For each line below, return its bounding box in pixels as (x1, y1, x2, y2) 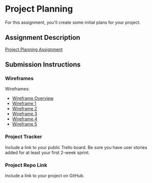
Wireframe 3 (12, 111, 37, 117)
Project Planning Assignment (5, 46, 63, 52)
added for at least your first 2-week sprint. (5, 150, 90, 155)
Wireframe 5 (12, 121, 37, 127)
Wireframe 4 (12, 116, 37, 122)
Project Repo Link (5, 162, 48, 168)
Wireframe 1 (12, 100, 36, 106)
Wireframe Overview (12, 96, 54, 101)
